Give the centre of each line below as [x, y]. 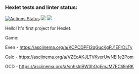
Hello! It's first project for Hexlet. [38, 28]
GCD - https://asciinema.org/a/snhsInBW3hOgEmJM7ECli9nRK [69, 67]
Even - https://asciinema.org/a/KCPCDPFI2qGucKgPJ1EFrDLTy [69, 47]
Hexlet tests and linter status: [41, 7]
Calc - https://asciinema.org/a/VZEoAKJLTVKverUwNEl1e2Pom [69, 57]
